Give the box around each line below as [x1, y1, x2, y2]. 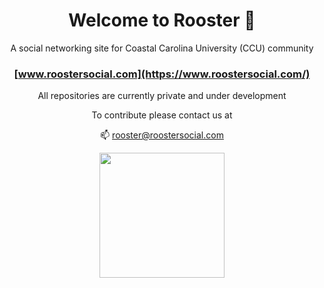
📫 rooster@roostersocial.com [100, 129, 224, 141]
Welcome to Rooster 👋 [68, 9, 256, 32]
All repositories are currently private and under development [37, 90, 287, 102]
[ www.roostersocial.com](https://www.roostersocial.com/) [13, 67, 311, 81]
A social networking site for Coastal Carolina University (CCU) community [10, 42, 314, 54]
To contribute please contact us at [91, 109, 233, 121]
